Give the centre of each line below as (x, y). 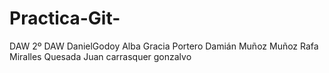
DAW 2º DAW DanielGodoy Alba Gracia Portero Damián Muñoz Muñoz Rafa (164, 46)
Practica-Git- (65, 18)
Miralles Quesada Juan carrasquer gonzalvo (100, 56)
